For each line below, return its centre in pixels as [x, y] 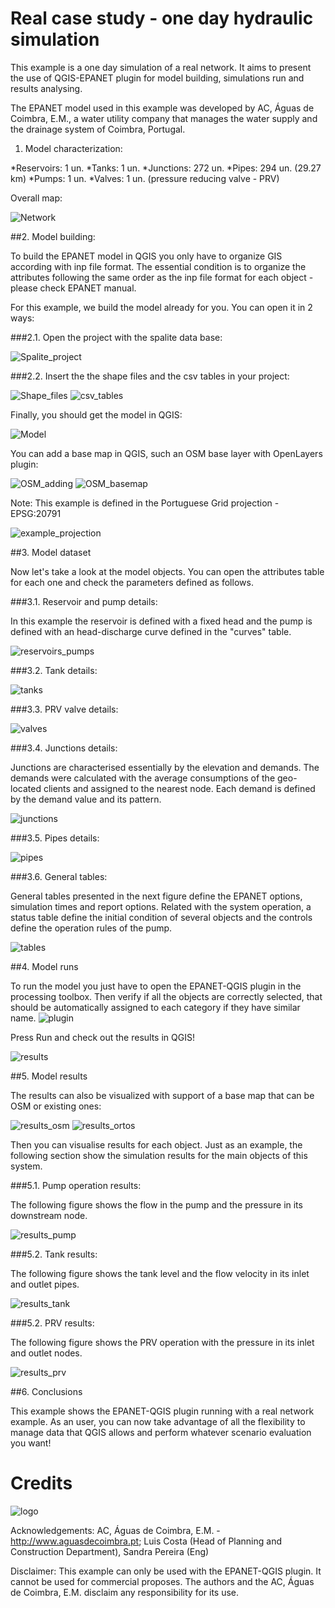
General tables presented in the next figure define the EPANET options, [156, 896]
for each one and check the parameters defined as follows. [132, 582]
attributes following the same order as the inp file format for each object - [162, 277]
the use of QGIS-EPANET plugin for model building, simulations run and [157, 78]
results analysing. [46, 88]
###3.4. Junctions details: [64, 748]
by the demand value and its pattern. [86, 799]
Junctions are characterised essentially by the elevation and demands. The [165, 767]
